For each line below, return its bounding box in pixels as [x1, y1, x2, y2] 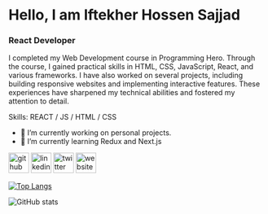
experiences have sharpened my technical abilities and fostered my [8, 88, 235, 98]
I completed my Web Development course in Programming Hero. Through [8, 53, 256, 63]
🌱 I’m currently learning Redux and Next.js [20, 137, 162, 146]
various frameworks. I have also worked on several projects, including [8, 71, 244, 81]
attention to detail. [8, 96, 69, 107]
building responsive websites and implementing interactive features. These [8, 79, 261, 89]
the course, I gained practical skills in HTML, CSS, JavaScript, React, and [8, 62, 254, 72]
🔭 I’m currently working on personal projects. [20, 128, 172, 138]
